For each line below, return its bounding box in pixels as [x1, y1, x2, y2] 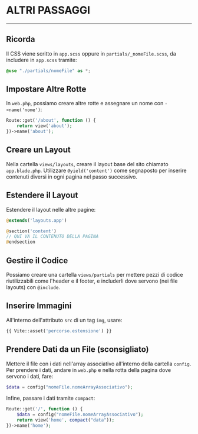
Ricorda [6, 34, 35, 44]
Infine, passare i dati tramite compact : [6, 394, 95, 402]
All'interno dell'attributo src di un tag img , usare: [6, 316, 123, 323]
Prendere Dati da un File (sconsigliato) [6, 344, 149, 355]
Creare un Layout [6, 145, 71, 155]
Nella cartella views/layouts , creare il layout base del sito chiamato [6, 160, 169, 167]
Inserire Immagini [6, 301, 72, 311]
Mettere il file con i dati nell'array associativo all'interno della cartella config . [6, 360, 192, 367]
